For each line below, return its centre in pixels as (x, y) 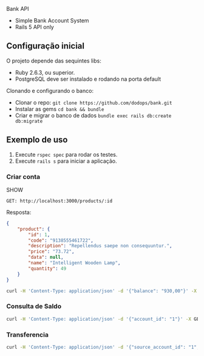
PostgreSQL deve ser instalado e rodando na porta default (88, 79)
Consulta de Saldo (34, 306)
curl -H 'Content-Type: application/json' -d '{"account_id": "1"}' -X (99, 319)
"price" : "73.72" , (51, 252)
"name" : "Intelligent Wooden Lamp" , (74, 263)
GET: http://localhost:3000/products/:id (59, 201)
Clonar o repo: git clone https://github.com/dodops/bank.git (93, 102)
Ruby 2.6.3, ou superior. (45, 72)
